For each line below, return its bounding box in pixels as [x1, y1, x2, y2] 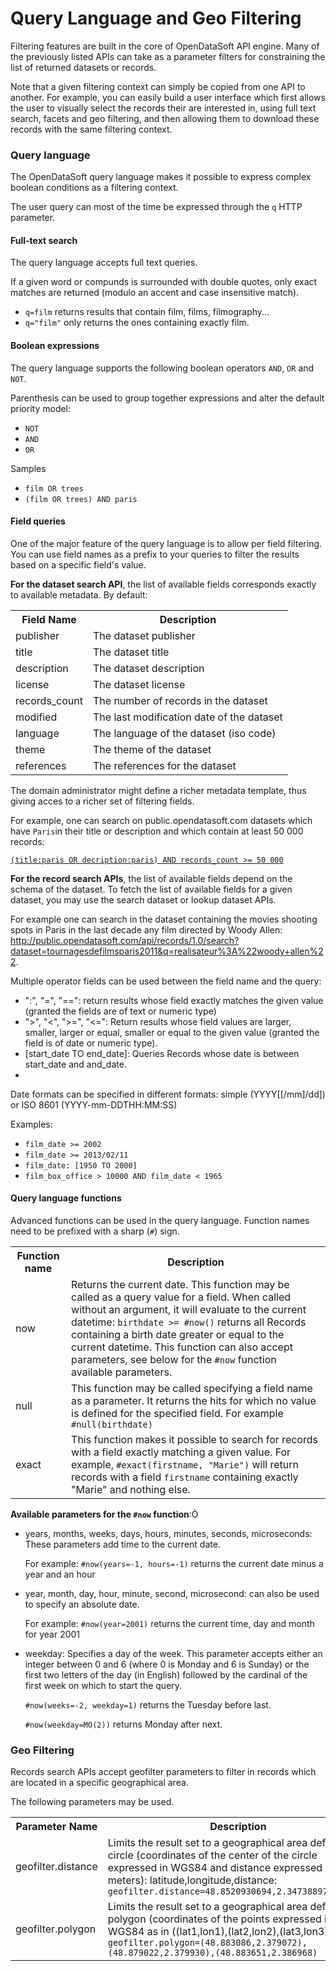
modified [15, 710, 58, 724]
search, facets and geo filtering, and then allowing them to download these [10, 112, 320, 124]
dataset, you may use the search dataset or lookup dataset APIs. [10, 893, 277, 906]
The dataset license [93, 677, 186, 691]
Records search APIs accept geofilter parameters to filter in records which [10, 1766, 317, 1778]
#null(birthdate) [71, 1419, 153, 1431]
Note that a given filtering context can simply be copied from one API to [10, 80, 306, 92]
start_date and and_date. [24, 1058, 127, 1070]
